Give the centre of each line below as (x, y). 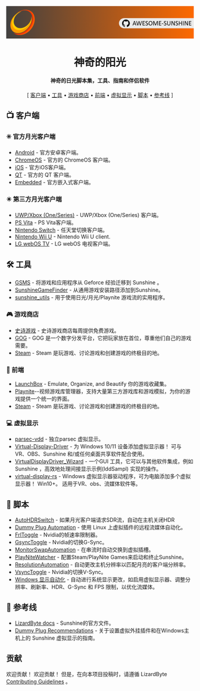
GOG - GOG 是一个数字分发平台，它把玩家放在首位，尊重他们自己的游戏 (103, 338)
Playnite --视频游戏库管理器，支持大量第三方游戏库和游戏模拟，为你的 (100, 391)
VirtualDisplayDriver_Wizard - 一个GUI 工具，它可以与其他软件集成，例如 (104, 461)
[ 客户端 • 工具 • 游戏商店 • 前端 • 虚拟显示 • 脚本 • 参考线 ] (100, 95)
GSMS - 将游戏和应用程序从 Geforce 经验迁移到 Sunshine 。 (88, 283)
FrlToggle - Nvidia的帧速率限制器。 (58, 535)
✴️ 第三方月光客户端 (34, 199)
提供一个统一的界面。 (46, 398)
